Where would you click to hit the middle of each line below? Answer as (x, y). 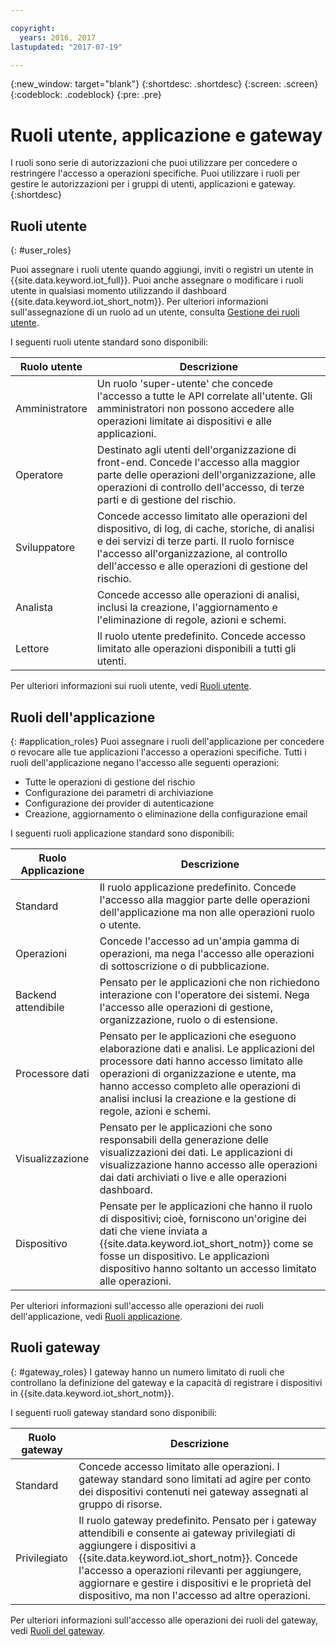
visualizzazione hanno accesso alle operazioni (208, 1164)
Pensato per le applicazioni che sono (186, 1127)
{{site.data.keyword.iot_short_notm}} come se (206, 1243)
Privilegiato (41, 1558)
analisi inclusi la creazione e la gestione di (198, 1098)
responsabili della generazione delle (184, 1139)
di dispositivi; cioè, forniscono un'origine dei (203, 1218)
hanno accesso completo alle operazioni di (200, 1086)
